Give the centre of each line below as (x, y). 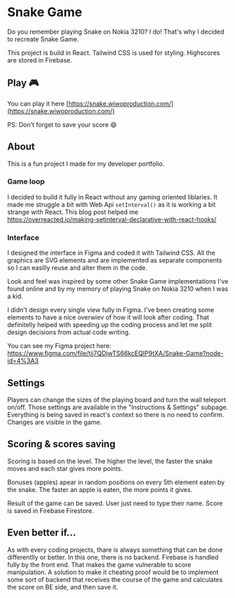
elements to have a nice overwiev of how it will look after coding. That (108, 317)
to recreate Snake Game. (43, 39)
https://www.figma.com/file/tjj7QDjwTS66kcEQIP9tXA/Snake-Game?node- (115, 353)
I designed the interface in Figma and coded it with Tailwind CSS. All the (111, 253)
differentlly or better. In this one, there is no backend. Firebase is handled (113, 557)
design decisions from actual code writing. (69, 332)
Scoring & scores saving (61, 444)
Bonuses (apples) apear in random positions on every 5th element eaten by (116, 482)
